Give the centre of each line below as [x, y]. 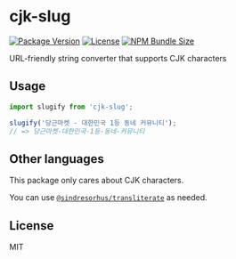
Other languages [57, 159]
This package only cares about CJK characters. [97, 181]
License [32, 226]
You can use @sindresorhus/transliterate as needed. [108, 198]
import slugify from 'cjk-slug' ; [71, 107]
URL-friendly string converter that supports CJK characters [118, 58]
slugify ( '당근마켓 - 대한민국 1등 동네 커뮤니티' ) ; [93, 123]
